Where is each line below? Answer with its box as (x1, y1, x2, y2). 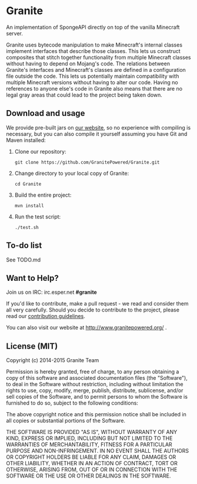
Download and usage (6, 108, 85, 118)
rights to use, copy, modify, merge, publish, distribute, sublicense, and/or (6, 387, 183, 394)
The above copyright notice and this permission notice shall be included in (6, 411, 186, 418)
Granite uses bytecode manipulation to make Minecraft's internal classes (6, 41, 183, 48)
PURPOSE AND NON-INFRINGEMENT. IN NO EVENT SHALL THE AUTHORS (6, 447, 189, 455)
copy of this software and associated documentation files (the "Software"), (6, 374, 188, 382)
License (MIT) (6, 341, 58, 351)
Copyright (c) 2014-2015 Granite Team (6, 357, 99, 364)
